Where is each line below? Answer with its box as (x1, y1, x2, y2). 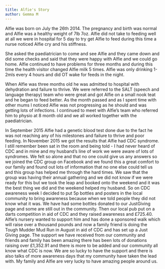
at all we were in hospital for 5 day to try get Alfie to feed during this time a (5, 35, 157, 42)
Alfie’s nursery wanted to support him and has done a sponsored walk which (5, 216, 161, 222)
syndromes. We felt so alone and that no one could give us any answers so (5, 153, 158, 159)
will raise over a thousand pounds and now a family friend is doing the (5, 221, 148, 227)
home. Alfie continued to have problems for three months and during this (5, 61, 153, 67)
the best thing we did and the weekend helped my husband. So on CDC (5, 185, 150, 191)
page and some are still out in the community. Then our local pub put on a (5, 205, 155, 212)
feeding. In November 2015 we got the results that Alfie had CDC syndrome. (5, 137, 159, 143)
